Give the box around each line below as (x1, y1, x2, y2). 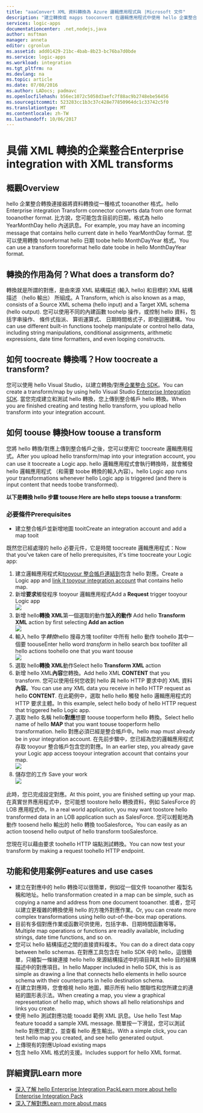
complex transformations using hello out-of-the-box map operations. (14, 913, 187, 920)
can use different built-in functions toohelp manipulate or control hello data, (6, 323, 195, 330)
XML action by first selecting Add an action (14, 618, 124, 625)
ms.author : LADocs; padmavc (6, 88, 77, 94)
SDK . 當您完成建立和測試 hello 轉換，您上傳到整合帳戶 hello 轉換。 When (6, 395, 186, 402)
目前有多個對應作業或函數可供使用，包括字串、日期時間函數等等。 (14, 920, 179, 927)
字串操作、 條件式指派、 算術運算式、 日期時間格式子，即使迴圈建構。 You (11, 316, 195, 323)
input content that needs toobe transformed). (6, 480, 119, 488)
